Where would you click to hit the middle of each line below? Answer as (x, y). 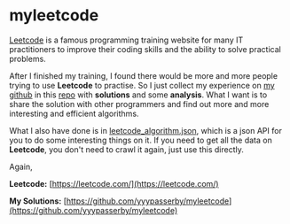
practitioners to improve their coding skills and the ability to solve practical (145, 49)
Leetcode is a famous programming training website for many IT (126, 40)
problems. (27, 58)
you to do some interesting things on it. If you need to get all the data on (141, 140)
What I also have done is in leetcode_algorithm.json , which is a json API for (145, 130)
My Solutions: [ (38, 201)
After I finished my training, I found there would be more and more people (143, 75)
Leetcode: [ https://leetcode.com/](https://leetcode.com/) (114, 183)
